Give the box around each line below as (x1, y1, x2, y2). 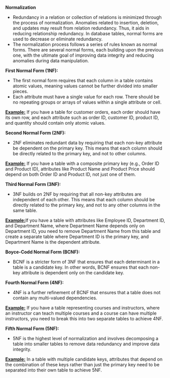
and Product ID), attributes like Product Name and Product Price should (5, 166, 155, 172)
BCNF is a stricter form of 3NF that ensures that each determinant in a (12, 259, 160, 265)
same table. (12, 207, 38, 214)
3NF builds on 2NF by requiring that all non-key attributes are (12, 191, 141, 197)
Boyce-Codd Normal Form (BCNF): (5, 249, 80, 255)
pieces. (12, 88, 29, 94)
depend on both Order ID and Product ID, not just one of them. (5, 171, 136, 177)
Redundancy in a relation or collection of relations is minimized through (12, 14, 162, 20)
